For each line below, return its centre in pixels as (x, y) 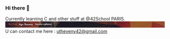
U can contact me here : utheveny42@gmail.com (56, 31)
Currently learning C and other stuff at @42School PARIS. (65, 19)
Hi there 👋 (18, 8)
